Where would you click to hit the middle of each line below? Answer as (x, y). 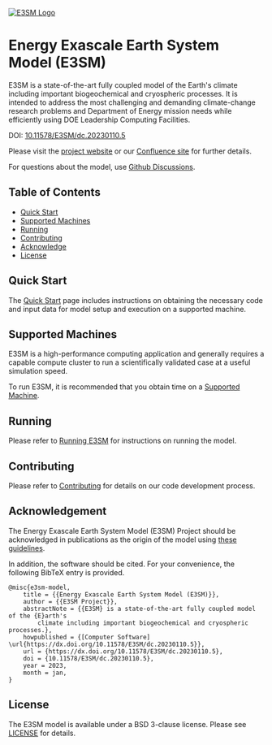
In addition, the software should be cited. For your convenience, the (122, 564)
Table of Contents (55, 192)
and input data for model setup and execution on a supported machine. (127, 309)
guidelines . (27, 548)
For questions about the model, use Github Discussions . (102, 167)
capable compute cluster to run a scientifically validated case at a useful (130, 362)
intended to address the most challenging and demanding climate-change (132, 102)
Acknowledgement (58, 511)
